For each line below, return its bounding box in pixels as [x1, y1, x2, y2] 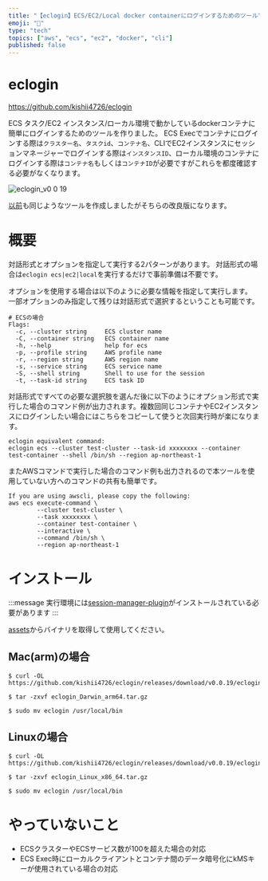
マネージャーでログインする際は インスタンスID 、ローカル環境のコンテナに [22, 148, 260, 158]
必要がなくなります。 [14, 168, 85, 178]
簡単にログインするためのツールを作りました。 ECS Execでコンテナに [8, 128, 238, 138]
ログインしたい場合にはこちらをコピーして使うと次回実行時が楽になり [22, 411, 253, 421]
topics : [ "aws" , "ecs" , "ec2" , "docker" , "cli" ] [8, 33, 173, 42]
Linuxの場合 [8, 730, 68, 744]
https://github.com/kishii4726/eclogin [8, 102, 132, 112]
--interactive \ [37, 527, 91, 535]
